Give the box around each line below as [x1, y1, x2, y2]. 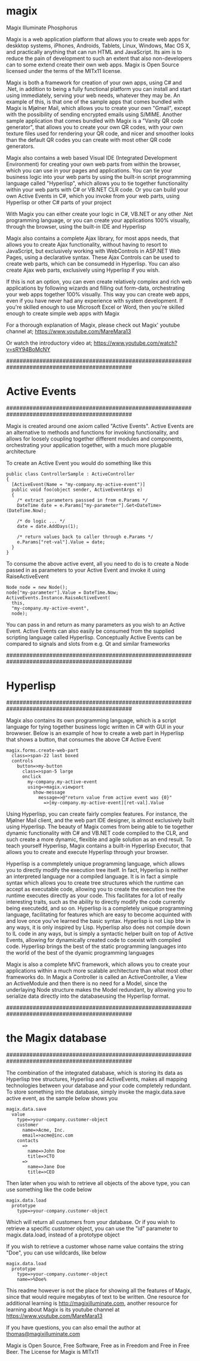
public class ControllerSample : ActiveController [6, 471, 135, 477]
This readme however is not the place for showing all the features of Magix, [6, 1287, 192, 1294]
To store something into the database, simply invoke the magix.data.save [6, 1088, 186, 1095]
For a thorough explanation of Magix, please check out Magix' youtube [6, 321, 180, 329]
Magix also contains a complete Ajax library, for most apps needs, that [6, 235, 180, 242]
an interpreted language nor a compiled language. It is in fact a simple [6, 873, 179, 880]
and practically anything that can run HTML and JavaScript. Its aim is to [6, 48, 182, 55]
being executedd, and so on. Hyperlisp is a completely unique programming [6, 904, 193, 912]
